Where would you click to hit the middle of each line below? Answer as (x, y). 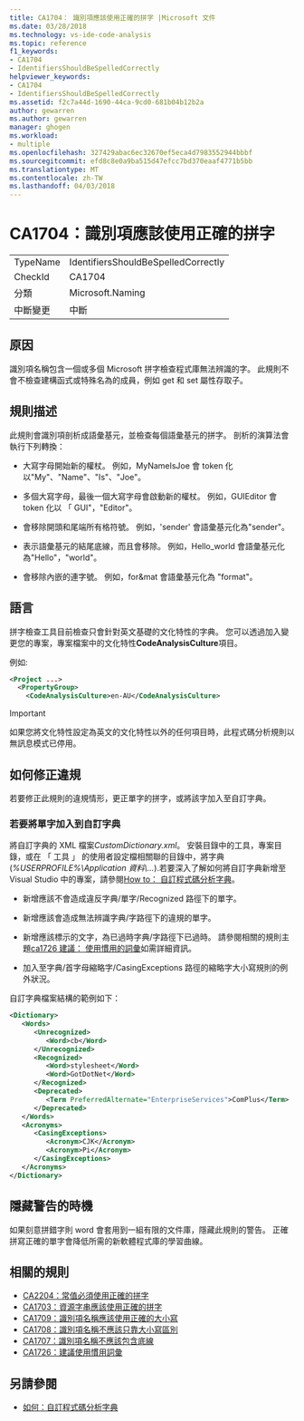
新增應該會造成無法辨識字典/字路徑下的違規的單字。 (119, 918)
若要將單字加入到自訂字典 (65, 824)
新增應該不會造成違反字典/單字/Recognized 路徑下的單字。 (132, 899)
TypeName (37, 262)
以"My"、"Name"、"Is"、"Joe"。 (84, 477)
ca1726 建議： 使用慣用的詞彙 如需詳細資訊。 (113, 949)
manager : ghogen (40, 128)
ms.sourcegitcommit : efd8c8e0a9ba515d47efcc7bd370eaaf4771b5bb (131, 161)
